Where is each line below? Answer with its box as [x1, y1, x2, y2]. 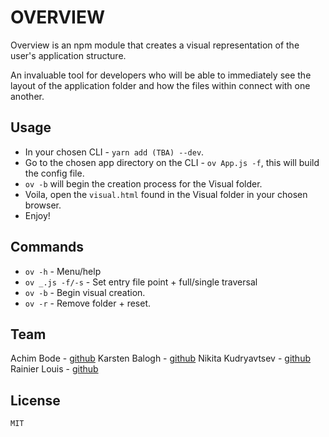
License [10, 392, 61, 409]
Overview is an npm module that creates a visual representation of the [10, 39, 300, 51]
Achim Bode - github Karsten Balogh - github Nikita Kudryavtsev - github [10, 352, 311, 365]
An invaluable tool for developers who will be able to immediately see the [10, 69, 312, 81]
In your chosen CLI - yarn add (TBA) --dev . [24, 146, 205, 158]
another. [10, 90, 45, 102]
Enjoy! [24, 209, 51, 221]
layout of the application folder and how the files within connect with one [10, 79, 311, 91]
